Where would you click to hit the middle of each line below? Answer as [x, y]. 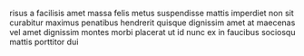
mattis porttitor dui [44, 42]
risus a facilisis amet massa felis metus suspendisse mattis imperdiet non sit [152, 13]
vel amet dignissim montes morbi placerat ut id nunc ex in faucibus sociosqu [152, 32]
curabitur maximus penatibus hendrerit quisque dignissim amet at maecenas [152, 23]
